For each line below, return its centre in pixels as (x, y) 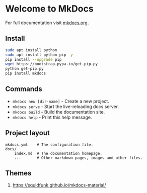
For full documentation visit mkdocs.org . (47, 23)
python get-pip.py (24, 69)
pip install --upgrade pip (33, 59)
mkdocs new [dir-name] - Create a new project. (61, 101)
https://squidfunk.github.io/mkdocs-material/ (59, 185)
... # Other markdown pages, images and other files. (79, 158)
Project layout (28, 133)
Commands (24, 89)
